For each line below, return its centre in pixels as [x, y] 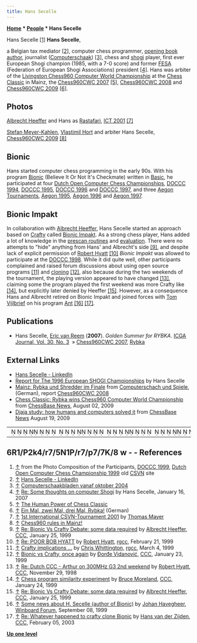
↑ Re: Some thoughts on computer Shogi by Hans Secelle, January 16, [100, 491]
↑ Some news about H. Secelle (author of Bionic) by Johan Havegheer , [101, 604]
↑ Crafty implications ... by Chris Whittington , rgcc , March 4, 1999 [94, 547]
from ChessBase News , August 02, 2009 [64, 406]
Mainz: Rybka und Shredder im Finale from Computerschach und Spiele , [102, 387]
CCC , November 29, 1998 [46, 573]
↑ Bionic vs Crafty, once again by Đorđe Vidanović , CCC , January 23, [99, 554]
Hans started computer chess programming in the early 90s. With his [90, 171]
